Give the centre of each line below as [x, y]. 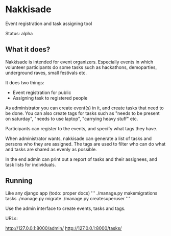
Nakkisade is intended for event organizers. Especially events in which [79, 62]
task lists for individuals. [31, 164]
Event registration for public [42, 92]
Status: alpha [19, 33]
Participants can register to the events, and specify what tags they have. [81, 128]
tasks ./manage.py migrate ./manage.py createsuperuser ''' [68, 198]
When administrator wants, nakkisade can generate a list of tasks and [79, 138]
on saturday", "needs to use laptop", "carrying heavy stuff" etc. [72, 119]
